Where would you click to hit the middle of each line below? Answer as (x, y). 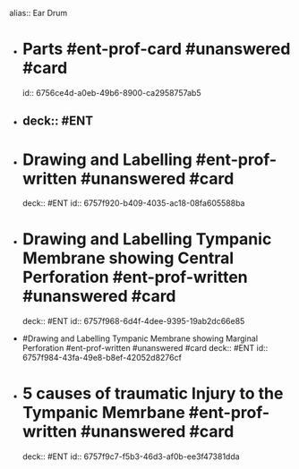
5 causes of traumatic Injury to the (153, 394)
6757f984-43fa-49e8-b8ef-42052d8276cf (102, 358)
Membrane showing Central (128, 258)
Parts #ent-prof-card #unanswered (156, 49)
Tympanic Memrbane (103, 413)
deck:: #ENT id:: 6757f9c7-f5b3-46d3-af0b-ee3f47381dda (131, 456)
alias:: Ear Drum (38, 13)
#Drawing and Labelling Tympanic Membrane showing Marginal (140, 338)
